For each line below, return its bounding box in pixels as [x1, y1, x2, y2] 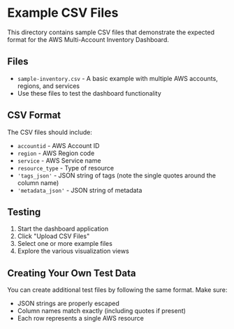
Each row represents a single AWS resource [17, 314, 145, 323]
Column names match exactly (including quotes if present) [17, 307, 187, 315]
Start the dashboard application [17, 225, 109, 233]
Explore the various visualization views [17, 247, 129, 256]
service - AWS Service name [17, 156, 101, 165]
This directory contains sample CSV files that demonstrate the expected [7, 28, 215, 36]
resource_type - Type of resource [17, 163, 114, 172]
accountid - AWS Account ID [17, 141, 100, 149]
